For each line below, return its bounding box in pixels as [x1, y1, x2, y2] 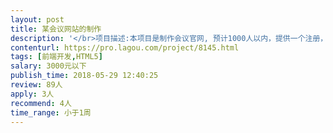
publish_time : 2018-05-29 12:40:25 [10, 71, 159, 81]
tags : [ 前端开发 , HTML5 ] [10, 52, 103, 62]
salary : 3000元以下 [10, 61, 87, 71]
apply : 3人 [10, 89, 55, 99]
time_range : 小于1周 [10, 107, 92, 118]
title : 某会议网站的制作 [10, 24, 102, 34]
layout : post [10, 14, 65, 25]
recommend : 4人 [10, 98, 72, 108]
